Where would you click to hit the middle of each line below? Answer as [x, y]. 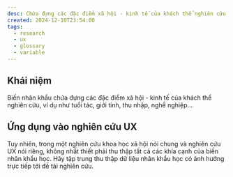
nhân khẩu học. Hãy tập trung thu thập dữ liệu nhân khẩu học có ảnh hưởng [116, 158]
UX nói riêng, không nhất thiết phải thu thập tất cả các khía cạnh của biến [113, 151]
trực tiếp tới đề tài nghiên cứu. [51, 166]
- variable [29, 53]
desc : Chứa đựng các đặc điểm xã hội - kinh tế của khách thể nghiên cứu [117, 14]
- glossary [29, 46]
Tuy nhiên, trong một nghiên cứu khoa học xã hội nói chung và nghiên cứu [114, 144]
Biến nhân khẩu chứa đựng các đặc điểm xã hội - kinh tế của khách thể [110, 98]
